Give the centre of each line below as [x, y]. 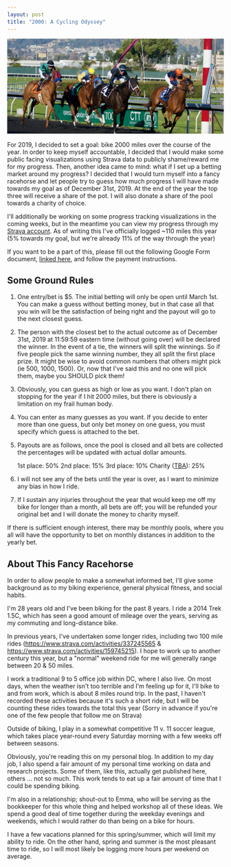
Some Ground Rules [51, 281]
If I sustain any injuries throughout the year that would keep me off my [117, 500]
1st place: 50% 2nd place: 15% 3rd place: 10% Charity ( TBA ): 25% [111, 466]
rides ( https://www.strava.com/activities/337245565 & [84, 644]
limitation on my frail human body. [65, 404]
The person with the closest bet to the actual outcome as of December [117, 332]
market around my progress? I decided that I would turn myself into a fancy [113, 174]
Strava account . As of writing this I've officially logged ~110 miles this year [112, 231]
